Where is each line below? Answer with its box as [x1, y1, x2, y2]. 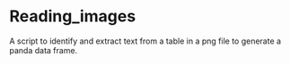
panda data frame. [9, 44, 78, 55]
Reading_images [9, 6, 136, 27]
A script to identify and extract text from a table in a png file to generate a [9, 36, 281, 46]
